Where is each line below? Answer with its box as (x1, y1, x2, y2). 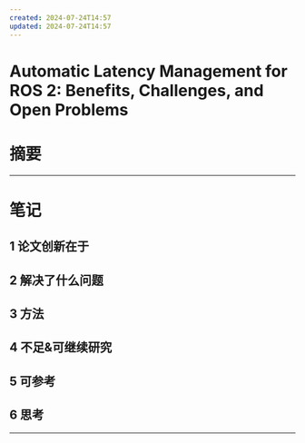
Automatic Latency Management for (9, 61, 288, 82)
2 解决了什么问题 (9, 272, 104, 288)
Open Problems (9, 99, 129, 120)
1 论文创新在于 (9, 239, 90, 254)
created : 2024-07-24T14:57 (9, 13, 112, 23)
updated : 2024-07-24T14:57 (9, 22, 112, 31)
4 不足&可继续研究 (9, 340, 113, 355)
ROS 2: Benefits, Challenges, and (9, 80, 264, 101)
